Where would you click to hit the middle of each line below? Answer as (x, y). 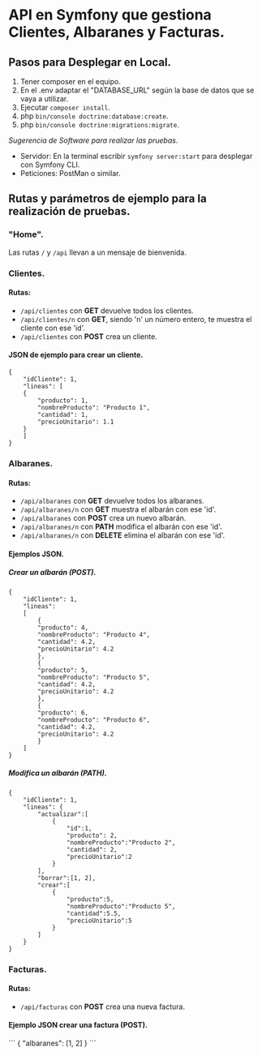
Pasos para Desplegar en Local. (90, 62)
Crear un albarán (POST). (52, 573)
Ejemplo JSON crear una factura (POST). (78, 1025)
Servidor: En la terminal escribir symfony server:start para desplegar (136, 156)
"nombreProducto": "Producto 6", (94, 719)
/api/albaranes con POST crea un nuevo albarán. (103, 518)
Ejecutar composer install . (65, 107)
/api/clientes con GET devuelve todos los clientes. (107, 311)
